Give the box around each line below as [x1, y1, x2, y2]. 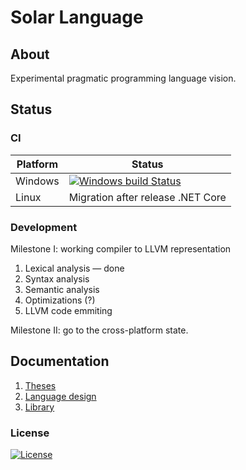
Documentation [10, 353, 110, 370]
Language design [24, 390, 97, 402]
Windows [15, 174, 60, 188]
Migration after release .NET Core [68, 190, 227, 204]
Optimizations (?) [24, 294, 96, 306]
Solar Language [10, 6, 144, 29]
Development [10, 220, 78, 234]
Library [24, 401, 55, 413]
